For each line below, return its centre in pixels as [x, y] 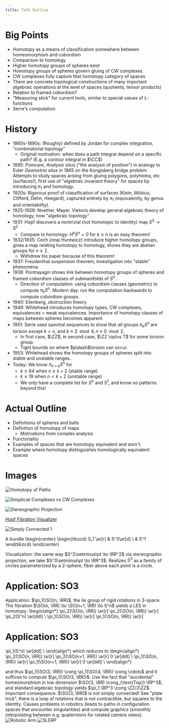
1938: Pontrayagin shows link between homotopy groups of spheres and [88, 272]
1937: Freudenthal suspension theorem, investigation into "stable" [81, 262]
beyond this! [33, 388]
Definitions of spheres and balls [46, 423]
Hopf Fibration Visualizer [31, 519]
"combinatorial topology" [39, 148]
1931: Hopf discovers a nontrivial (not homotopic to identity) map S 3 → [86, 221]
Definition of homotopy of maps [46, 428]
